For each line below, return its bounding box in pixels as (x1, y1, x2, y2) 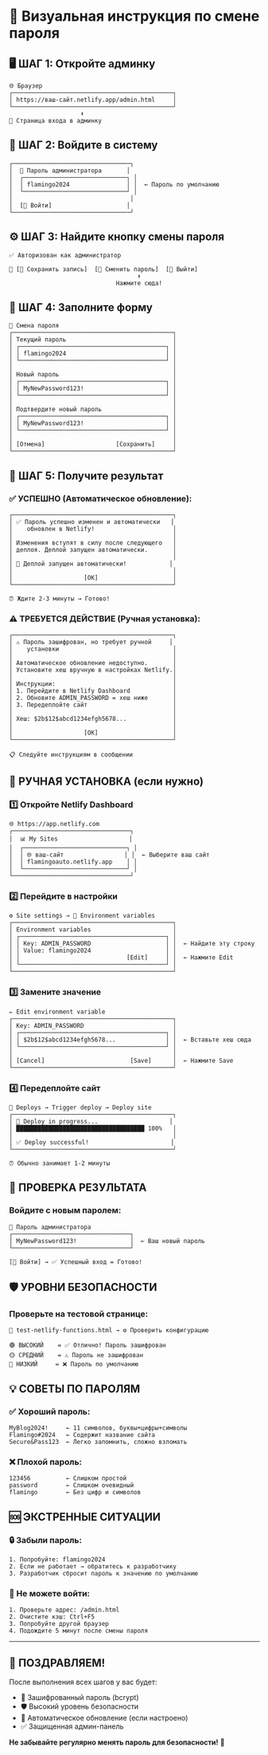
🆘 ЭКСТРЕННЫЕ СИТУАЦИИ (9, 1510, 161, 1524)
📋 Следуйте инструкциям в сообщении (9, 751, 134, 759)
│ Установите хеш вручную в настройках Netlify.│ (9, 666, 177, 675)
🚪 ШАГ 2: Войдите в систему (9, 139, 158, 152)
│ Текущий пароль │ (9, 336, 177, 344)
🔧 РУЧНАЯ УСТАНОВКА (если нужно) (9, 774, 204, 788)
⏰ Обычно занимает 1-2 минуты (9, 1159, 111, 1167)
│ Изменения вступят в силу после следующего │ (9, 539, 177, 547)
